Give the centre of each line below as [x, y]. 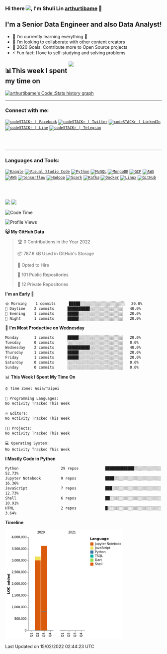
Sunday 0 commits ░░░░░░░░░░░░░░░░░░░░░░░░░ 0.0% [72, 368]
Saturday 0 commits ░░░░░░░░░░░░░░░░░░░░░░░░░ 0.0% [72, 363]
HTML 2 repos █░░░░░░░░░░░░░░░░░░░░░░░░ [83, 508]
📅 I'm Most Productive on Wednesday [45, 328]
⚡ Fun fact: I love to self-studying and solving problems [69, 53]
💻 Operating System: [27, 443]
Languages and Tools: [32, 160]
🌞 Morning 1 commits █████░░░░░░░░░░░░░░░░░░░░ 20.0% [74, 304]
